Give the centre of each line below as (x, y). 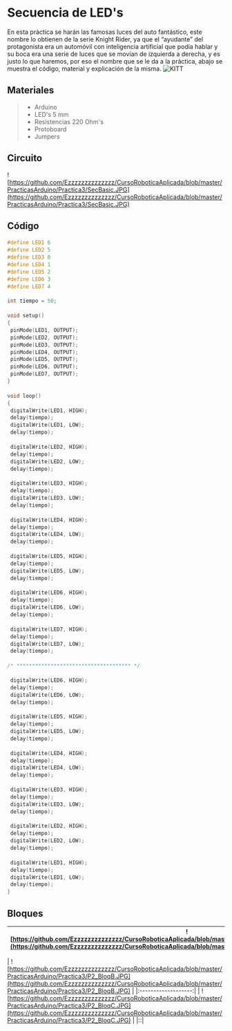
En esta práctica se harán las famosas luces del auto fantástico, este (105, 32)
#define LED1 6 (29, 243)
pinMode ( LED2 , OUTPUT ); (44, 337)
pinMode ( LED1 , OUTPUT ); (44, 330)
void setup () (26, 316)
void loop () (24, 396)
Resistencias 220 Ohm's (69, 122)
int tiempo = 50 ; (32, 301)
